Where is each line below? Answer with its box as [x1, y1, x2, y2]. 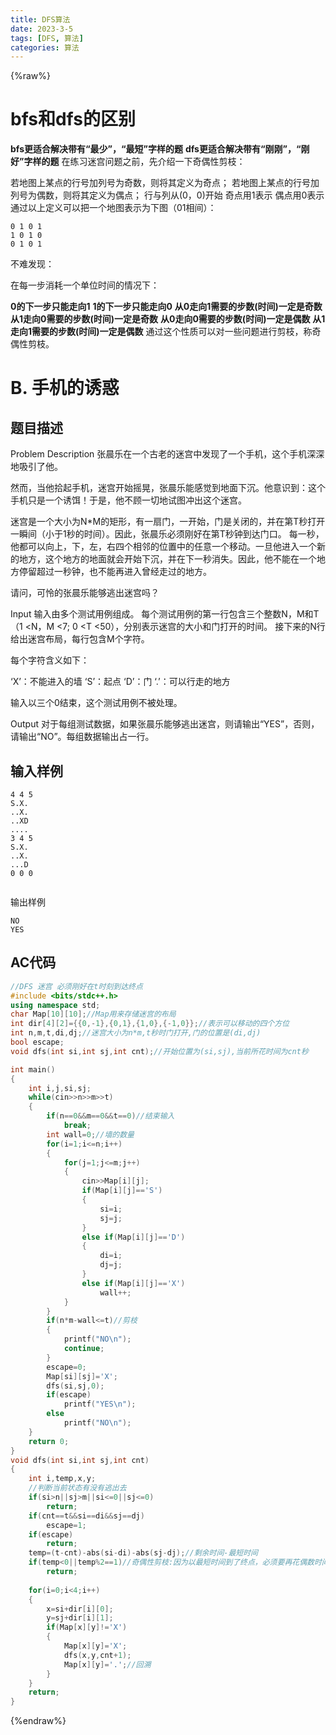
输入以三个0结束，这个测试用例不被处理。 [10, 697, 183, 709]
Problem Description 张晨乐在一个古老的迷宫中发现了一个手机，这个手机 [10, 448, 308, 460]
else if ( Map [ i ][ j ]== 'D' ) [81, 1232, 186, 1242]
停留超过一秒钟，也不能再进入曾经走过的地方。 [18, 566, 212, 578]
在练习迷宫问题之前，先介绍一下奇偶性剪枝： [61, 156, 246, 168]
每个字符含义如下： [10, 654, 90, 666]
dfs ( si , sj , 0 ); [46, 1381, 105, 1391]
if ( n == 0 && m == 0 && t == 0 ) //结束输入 [46, 1111, 175, 1121]
